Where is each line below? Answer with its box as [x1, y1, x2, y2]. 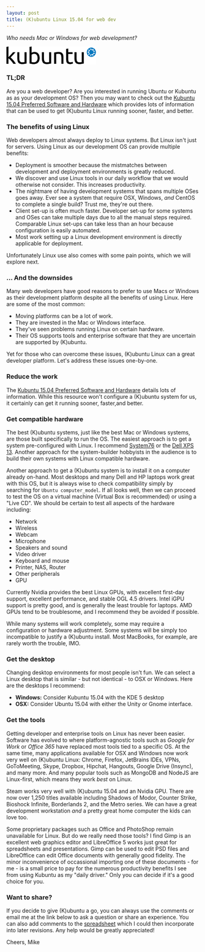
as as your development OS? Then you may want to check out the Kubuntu [6, 94, 195, 101]
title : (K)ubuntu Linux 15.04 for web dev [6, 16, 116, 23]
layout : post [6, 10, 40, 16]
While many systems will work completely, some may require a [6, 620, 165, 627]
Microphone [15, 537, 46, 545]
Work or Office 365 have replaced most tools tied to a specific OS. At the [6, 742, 190, 750]
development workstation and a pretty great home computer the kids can [6, 807, 192, 814]
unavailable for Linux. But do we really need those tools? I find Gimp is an [6, 832, 191, 839]
